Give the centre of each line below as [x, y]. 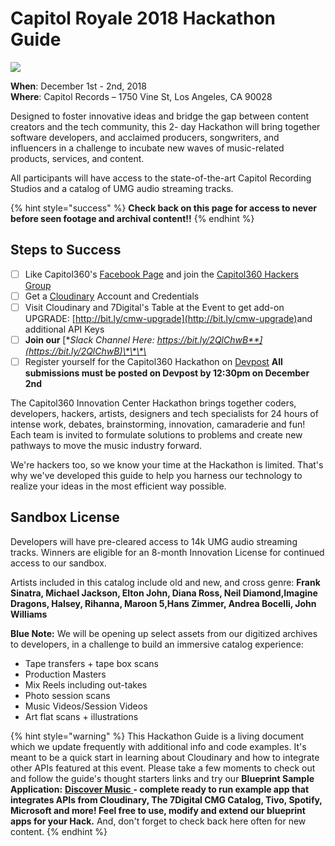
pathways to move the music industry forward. [106, 446]
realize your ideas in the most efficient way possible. [118, 486]
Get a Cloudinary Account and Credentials [112, 296]
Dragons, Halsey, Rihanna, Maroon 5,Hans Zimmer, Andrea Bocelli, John [163, 603]
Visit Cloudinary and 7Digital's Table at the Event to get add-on [154, 307]
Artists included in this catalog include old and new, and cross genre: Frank [165, 582]
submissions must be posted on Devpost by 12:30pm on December [167, 373]
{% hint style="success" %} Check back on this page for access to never [163, 208]
